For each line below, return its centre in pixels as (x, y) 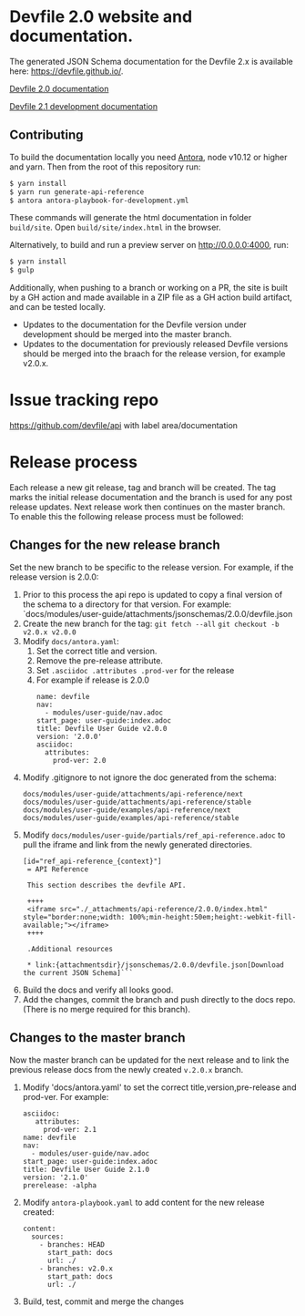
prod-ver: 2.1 (70, 1129)
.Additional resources (70, 949)
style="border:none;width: (74, 917)
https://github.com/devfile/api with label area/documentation (124, 426)
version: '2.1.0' (56, 1177)
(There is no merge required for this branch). (107, 1009)
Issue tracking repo (84, 401)
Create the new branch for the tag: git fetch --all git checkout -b (151, 623)
